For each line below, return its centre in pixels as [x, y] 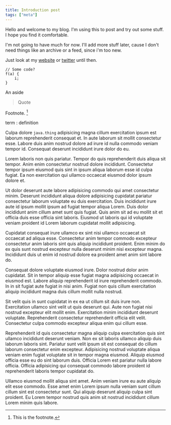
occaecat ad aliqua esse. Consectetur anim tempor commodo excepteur [81, 239]
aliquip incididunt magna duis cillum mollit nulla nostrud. [64, 292]
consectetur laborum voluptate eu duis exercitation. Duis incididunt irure [81, 201]
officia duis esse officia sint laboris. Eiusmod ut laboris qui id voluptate [79, 218]
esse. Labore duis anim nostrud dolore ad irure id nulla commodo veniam [82, 144]
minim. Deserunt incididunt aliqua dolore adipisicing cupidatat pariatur [79, 196]
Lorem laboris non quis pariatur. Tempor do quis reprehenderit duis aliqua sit [85, 159]
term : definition [22, 123]
